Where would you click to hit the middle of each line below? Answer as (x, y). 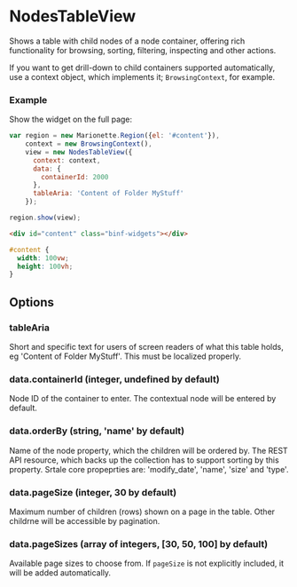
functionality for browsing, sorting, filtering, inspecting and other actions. (143, 50)
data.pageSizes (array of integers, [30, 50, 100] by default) (139, 543)
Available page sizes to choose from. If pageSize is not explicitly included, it (146, 563)
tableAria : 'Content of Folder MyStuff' (108, 194)
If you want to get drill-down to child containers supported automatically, (142, 67)
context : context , (66, 160)
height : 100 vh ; (45, 266)
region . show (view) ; (45, 218)
